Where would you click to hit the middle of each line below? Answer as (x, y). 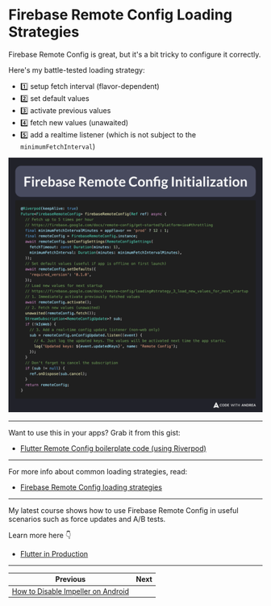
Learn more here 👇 (40, 535)
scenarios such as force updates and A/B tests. (87, 519)
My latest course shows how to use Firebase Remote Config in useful (124, 510)
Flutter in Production (54, 553)
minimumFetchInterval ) (58, 146)
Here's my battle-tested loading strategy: (77, 69)
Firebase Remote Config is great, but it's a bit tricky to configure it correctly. (135, 54)
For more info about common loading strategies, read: (98, 471)
